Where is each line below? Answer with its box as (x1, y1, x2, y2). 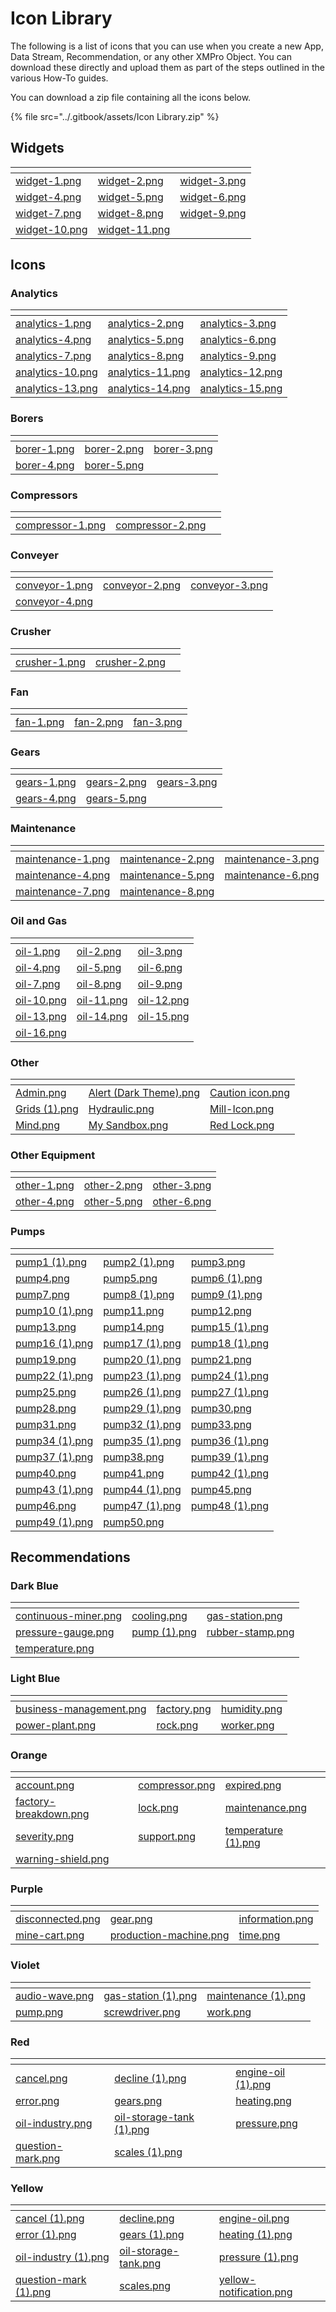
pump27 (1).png (190, 1385, 270, 1399)
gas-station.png (206, 1609, 283, 1623)
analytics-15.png (199, 382, 283, 396)
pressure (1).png (218, 2250, 299, 2264)
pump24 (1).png (190, 1368, 270, 1382)
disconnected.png (15, 1912, 101, 1926)
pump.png (15, 2005, 64, 2019)
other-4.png (15, 1195, 75, 1209)
